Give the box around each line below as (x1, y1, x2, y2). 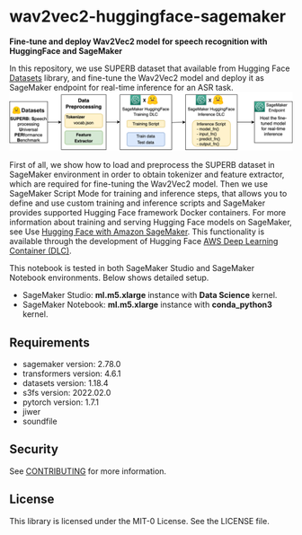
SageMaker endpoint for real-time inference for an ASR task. (9, 82, 234, 92)
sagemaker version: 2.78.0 (22, 359, 121, 370)
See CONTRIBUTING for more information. (9, 465, 167, 477)
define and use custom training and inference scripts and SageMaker (9, 197, 266, 208)
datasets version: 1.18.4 (22, 378, 110, 389)
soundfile (22, 416, 58, 427)
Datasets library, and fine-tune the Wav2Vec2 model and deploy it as (9, 72, 265, 83)
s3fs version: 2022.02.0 (22, 388, 111, 399)
